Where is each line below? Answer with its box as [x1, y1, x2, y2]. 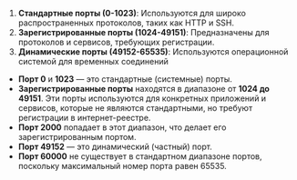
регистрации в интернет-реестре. [17, 113, 151, 123]
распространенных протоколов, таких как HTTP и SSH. [17, 17, 235, 28]
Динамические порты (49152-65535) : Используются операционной [17, 46, 289, 57]
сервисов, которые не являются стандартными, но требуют [17, 103, 253, 113]
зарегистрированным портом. [17, 132, 137, 142]
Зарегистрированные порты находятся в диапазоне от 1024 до [17, 84, 271, 94]
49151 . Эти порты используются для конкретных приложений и [17, 93, 267, 104]
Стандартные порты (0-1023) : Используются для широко [17, 8, 246, 18]
